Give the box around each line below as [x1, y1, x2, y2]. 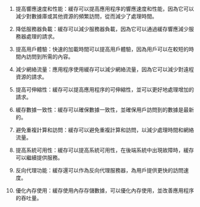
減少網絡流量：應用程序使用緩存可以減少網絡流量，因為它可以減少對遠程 [15, 66, 194, 73]
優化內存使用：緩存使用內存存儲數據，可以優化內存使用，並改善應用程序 [15, 187, 194, 194]
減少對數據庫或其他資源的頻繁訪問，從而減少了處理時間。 [15, 13, 157, 20]
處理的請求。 [26, 33, 58, 40]
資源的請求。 [15, 74, 47, 80]
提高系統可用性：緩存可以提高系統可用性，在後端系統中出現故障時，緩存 [15, 147, 194, 154]
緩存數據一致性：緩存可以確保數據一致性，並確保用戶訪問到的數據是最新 [15, 106, 194, 113]
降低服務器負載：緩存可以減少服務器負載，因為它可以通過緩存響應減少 [15, 26, 189, 32]
